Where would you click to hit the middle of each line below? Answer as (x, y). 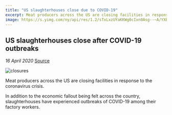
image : (12, 20)
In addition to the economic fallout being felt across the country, (73, 96)
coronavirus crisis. (25, 86)
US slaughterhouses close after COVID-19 (73, 40)
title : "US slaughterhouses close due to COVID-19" (61, 10)
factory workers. (23, 107)
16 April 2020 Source (28, 61)
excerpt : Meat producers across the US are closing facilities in (78, 15)
